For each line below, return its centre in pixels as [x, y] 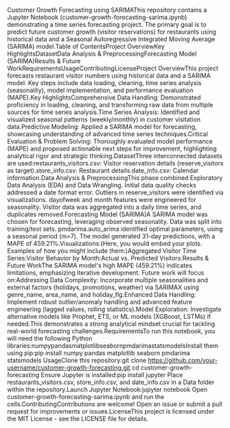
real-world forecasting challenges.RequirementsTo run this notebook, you [111, 331]
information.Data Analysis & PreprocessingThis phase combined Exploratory [115, 178]
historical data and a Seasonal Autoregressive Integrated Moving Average [111, 39]
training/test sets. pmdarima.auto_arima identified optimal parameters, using [115, 229]
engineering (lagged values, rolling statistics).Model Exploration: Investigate [114, 309]
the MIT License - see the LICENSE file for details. [78, 419]
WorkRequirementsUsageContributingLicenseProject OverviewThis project [113, 68]
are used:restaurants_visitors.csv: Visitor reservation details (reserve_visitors [115, 163]
